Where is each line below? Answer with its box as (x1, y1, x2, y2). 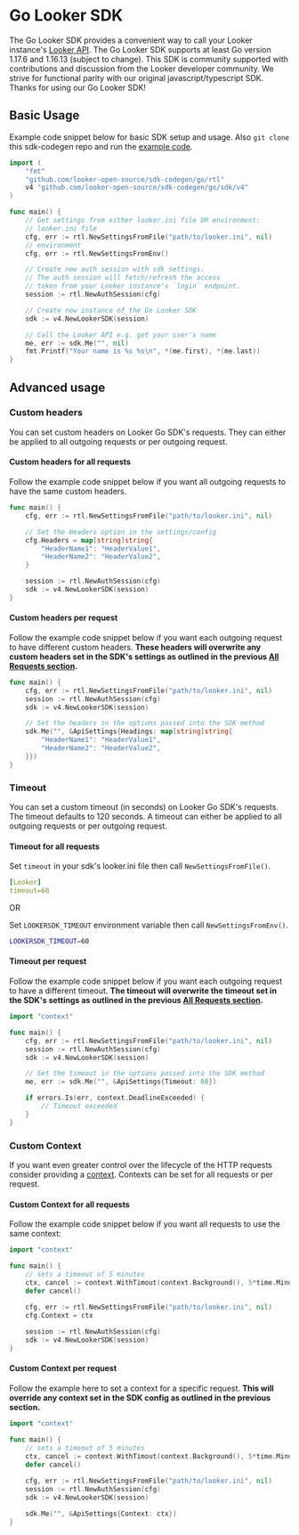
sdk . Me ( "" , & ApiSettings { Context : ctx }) (25, 1509, 177, 1518)
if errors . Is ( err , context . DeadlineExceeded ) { (25, 1093, 205, 1103)
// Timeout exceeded (41, 1102, 117, 1111)
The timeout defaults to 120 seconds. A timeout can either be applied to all (9, 812, 282, 822)
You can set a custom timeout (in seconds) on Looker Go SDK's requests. (9, 802, 279, 812)
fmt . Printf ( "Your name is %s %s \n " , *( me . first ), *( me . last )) (25, 347, 261, 356)
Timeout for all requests (9, 841, 101, 852)
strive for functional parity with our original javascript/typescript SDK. (9, 72, 264, 83)
